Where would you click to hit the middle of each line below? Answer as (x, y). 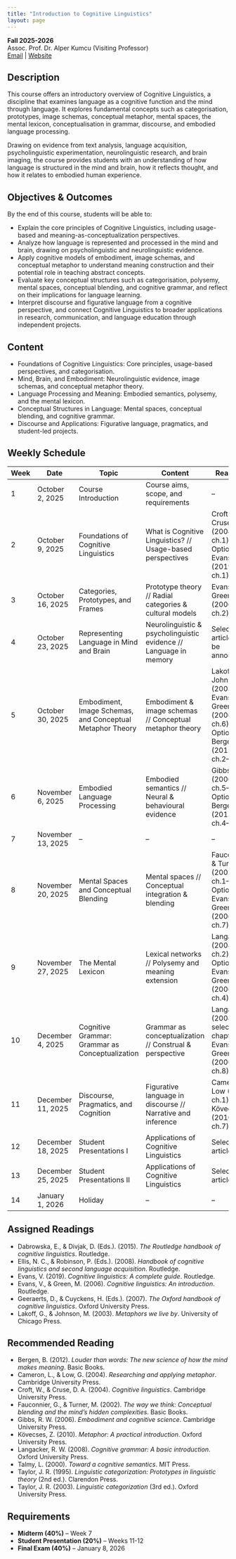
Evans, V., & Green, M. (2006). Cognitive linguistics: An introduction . (116, 1283)
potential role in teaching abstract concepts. (81, 273)
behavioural (165, 806)
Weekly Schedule (46, 453)
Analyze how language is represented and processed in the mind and (118, 242)
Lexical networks (174, 954)
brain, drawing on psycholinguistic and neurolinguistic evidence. (111, 250)
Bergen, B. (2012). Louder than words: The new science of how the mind (123, 1360)
